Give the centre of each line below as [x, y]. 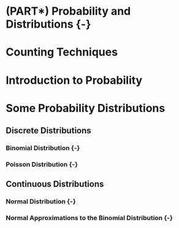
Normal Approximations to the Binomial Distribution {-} [89, 218]
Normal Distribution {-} [41, 202]
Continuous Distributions [55, 184]
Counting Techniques [62, 52]
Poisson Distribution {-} [42, 164]
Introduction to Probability [74, 80]
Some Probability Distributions [86, 108]
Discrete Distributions [48, 131]
